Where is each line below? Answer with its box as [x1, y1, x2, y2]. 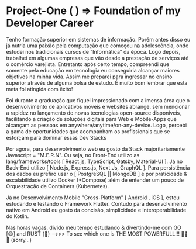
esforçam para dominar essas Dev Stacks [6, 134, 107, 141]
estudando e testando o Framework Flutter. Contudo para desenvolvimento [6, 200, 187, 207]
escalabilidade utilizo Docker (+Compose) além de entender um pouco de [6, 177, 184, 184]
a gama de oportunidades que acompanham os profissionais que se [6, 127, 170, 135]
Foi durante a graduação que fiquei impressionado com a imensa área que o [6, 96, 190, 103]
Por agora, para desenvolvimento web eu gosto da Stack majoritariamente [6, 145, 185, 153]
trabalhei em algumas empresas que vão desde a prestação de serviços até [6, 54, 189, 61]
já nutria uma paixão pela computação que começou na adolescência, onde [6, 42, 189, 49]
